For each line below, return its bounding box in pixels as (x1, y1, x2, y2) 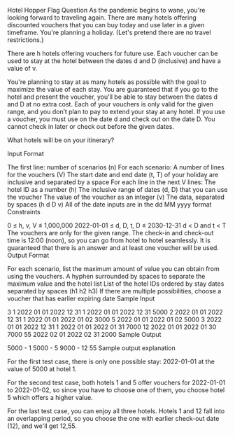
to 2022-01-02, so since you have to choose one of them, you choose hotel (7, 386, 225, 394)
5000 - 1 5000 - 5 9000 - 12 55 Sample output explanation (7, 344, 176, 352)
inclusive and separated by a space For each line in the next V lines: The (7, 178, 216, 186)
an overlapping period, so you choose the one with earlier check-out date (7, 415, 220, 422)
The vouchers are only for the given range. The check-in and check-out (7, 229, 214, 237)
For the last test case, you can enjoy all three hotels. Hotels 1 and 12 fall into (7, 407, 225, 415)
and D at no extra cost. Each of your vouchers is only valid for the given (7, 100, 214, 108)
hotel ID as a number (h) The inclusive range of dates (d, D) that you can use (7, 186, 228, 193)
